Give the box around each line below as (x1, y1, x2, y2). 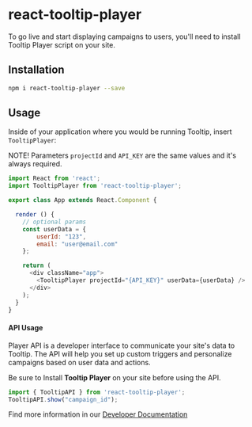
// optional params (22, 218, 87, 226)
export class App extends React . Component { (8, 196, 157, 204)
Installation (8, 63, 65, 77)
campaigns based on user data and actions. (8, 357, 152, 367)
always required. (8, 159, 62, 169)
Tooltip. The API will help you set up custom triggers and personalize (8, 349, 232, 358)
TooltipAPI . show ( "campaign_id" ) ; (8, 395, 118, 403)
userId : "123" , (36, 232, 87, 241)
